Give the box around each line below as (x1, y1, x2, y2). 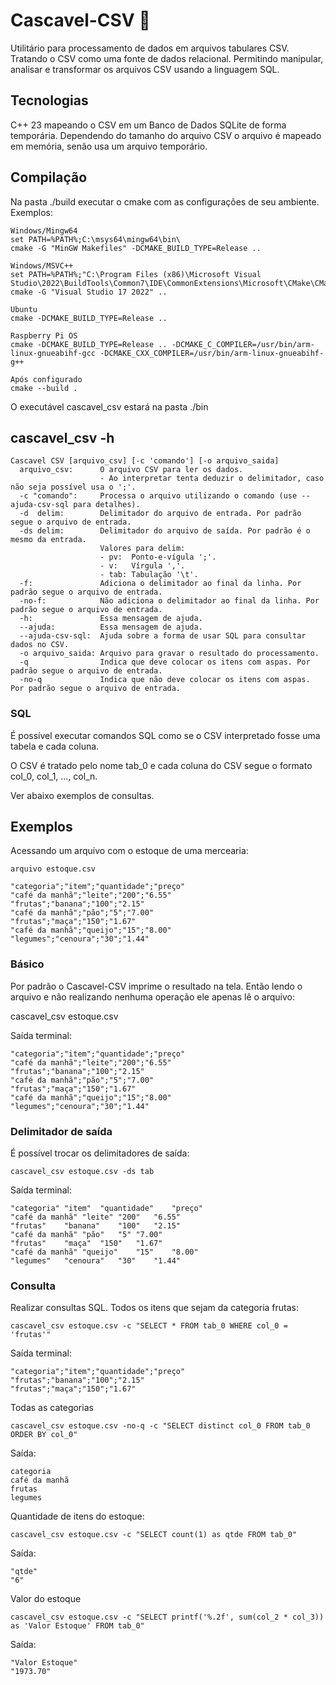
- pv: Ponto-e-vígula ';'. (99, 552, 217, 563)
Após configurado (10, 374, 83, 384)
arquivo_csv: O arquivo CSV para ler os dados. (19, 465, 244, 475)
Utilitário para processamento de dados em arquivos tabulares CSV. (10, 42, 290, 54)
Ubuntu (10, 304, 38, 314)
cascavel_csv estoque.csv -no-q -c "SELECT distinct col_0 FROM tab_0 (10, 1421, 311, 1431)
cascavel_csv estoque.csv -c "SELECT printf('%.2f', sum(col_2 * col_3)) (10, 1612, 325, 1623)
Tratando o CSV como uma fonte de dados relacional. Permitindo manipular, (10, 52, 324, 64)
